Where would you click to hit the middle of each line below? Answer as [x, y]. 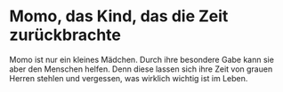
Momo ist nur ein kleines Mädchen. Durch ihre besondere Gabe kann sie [141, 59]
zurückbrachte [65, 35]
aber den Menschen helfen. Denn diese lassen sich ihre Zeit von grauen [141, 69]
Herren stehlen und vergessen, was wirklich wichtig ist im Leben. [129, 78]
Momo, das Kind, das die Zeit [119, 16]
